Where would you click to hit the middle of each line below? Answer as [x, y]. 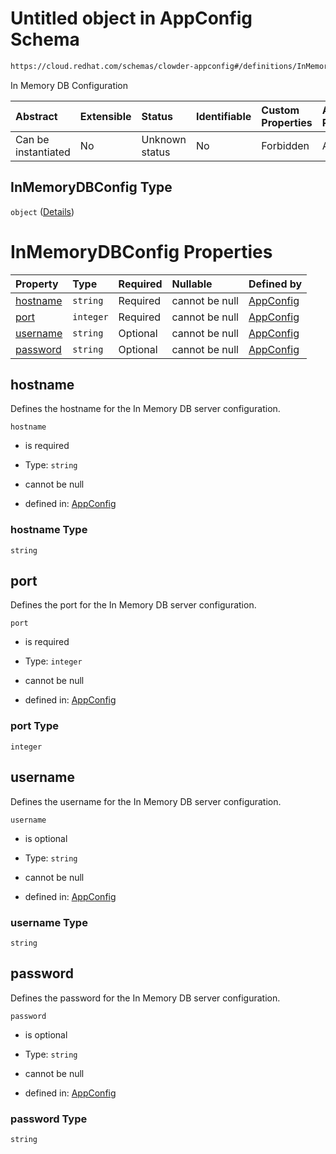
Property [37, 284]
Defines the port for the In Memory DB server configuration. [133, 605]
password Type [49, 1119]
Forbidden [285, 145]
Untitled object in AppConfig [131, 18]
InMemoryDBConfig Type [91, 187]
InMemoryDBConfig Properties [141, 251]
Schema [45, 39]
